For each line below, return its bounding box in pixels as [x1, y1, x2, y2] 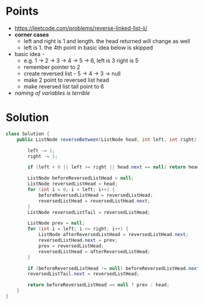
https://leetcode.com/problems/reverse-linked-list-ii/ [14, 24, 147, 32]
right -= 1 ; [27, 153, 58, 159]
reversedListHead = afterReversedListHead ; [38, 248, 150, 254]
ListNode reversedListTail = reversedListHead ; [27, 209, 150, 215]
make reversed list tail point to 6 [23, 82, 104, 90]
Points [5, 4, 39, 18]
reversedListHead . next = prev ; [38, 237, 118, 243]
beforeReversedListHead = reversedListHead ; [38, 192, 153, 198]
